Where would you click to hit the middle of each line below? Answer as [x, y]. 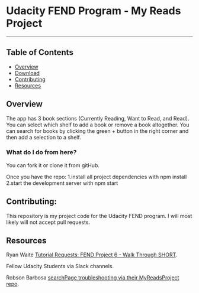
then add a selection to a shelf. [44, 137]
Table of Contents [40, 52]
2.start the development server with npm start [62, 183]
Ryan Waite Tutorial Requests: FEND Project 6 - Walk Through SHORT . [92, 255]
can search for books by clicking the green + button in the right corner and [97, 131]
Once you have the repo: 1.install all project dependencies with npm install [97, 177]
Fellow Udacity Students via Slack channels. [60, 266]
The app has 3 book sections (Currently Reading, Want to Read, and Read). [98, 118]
